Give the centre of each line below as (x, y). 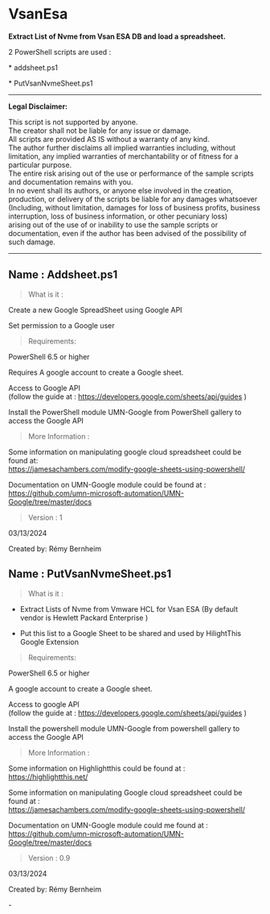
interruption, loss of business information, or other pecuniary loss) (118, 216)
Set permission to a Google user (61, 325)
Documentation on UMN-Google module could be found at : (107, 484)
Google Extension (49, 642)
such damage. (32, 242)
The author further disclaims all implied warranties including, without (122, 147)
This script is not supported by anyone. (73, 122)
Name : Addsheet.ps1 (63, 275)
